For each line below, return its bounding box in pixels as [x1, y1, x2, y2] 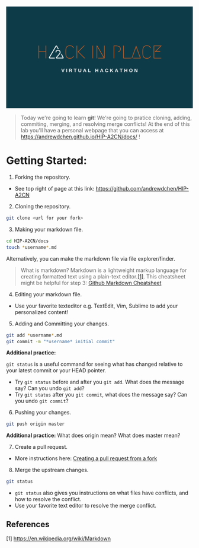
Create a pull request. [14, 444, 68, 451]
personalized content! [14, 308, 68, 315]
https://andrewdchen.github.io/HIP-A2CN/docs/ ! [20, 133, 140, 140]
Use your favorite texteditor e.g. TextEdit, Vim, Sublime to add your [14, 302, 178, 309]
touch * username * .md [6, 244, 57, 250]
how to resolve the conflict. [14, 496, 82, 503]
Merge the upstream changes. [14, 467, 89, 474]
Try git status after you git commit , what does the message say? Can [14, 391, 188, 398]
